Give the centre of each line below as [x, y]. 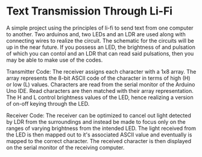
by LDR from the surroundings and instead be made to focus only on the [96, 121]
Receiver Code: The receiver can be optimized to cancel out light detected [99, 115]
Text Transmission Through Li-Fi [90, 11]
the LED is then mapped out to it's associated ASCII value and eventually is [99, 135]
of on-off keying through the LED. [48, 103]
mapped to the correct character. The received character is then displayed [99, 141]
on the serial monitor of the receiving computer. [65, 147]
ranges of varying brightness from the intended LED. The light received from [101, 128]
